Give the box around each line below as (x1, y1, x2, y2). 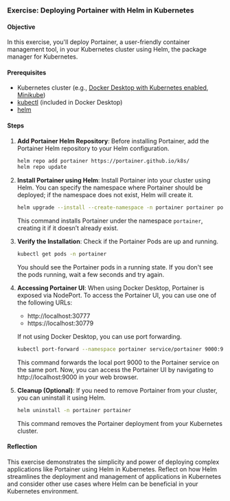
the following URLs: (16, 298, 73, 307)
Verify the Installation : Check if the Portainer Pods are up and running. (16, 237, 218, 246)
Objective (7, 23, 36, 31)
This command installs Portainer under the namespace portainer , (16, 216, 203, 225)
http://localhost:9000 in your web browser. (16, 373, 139, 381)
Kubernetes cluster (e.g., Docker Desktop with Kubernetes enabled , (16, 83, 209, 92)
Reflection (7, 442, 38, 451)
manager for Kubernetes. (7, 52, 78, 61)
